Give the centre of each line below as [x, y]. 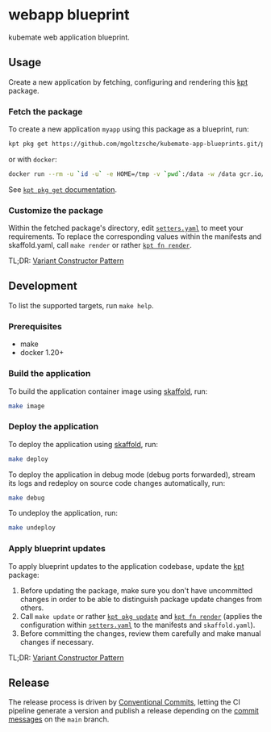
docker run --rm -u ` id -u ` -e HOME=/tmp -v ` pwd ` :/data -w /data [122, 174]
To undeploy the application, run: [63, 513]
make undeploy [32, 528]
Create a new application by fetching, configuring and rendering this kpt [128, 82]
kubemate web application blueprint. [69, 37]
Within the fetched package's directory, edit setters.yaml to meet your [126, 228]
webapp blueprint [69, 15]
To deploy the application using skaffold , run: [83, 444]
